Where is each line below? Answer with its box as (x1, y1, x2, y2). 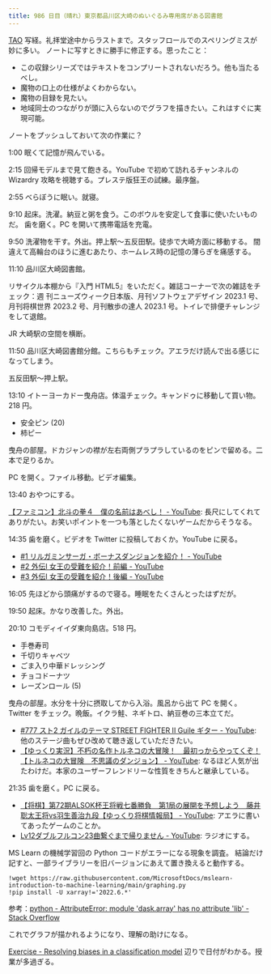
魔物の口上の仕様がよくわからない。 (19, 83, 142, 92)
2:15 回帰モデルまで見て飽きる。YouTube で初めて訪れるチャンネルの (8, 164, 239, 174)
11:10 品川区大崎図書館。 (8, 264, 90, 274)
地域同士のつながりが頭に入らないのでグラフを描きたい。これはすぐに (19, 103, 255, 113)
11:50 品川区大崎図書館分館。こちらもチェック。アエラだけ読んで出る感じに (8, 346, 260, 355)
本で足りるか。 (8, 455, 58, 465)
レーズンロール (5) (19, 681, 82, 691)
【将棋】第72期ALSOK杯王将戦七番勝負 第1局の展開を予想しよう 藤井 (19, 800, 261, 810)
